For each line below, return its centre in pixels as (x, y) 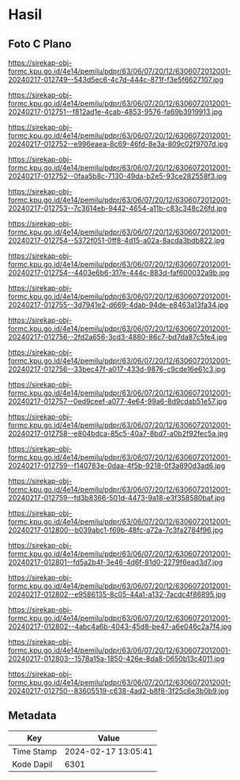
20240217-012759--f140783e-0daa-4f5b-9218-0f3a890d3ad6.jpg (117, 466)
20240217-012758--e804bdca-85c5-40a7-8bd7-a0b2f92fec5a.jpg (118, 434)
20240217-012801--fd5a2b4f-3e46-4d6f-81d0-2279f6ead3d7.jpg (116, 562)
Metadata (32, 715)
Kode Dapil (32, 764)
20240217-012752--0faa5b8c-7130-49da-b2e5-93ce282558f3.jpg (118, 176)
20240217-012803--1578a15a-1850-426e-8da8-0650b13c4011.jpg (116, 658)
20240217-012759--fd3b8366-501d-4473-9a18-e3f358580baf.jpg (116, 498)
